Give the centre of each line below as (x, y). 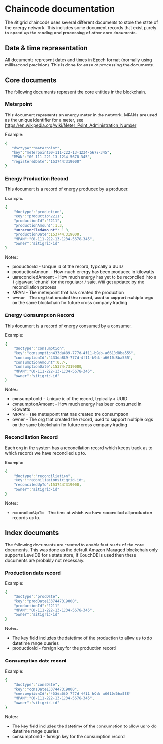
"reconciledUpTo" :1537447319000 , (48, 485)
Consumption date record (36, 661)
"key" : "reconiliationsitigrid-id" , (50, 480)
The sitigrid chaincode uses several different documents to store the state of (81, 22)
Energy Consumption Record (40, 315)
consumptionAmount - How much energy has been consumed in (77, 404)
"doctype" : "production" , (39, 212)
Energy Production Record (37, 179)
